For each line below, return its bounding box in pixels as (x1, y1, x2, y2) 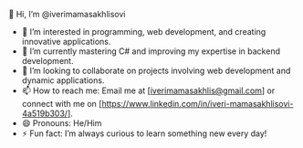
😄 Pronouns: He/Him (21, 118, 102, 128)
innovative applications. (21, 37, 111, 47)
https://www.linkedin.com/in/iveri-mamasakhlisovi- (101, 99, 294, 109)
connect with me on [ (21, 99, 102, 109)
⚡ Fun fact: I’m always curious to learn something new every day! (21, 128, 267, 139)
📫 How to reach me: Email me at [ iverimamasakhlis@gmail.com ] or (21, 85, 276, 96)
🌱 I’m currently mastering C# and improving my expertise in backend (21, 46, 280, 57)
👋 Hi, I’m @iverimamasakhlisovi (8, 9, 126, 19)
